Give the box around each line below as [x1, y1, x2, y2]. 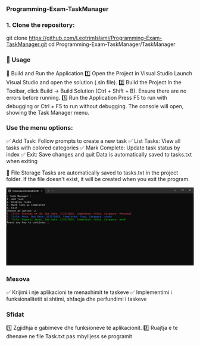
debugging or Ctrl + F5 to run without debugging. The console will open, [6, 102, 184, 109]
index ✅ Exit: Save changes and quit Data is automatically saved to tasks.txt [6, 151, 192, 158]
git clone [6, 35, 28, 42]
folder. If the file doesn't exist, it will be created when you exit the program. [6, 175, 190, 182]
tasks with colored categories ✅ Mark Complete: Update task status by [6, 144, 180, 151]
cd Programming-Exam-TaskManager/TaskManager [48, 41, 176, 48]
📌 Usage [6, 56, 31, 64]
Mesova [6, 275, 30, 283]
